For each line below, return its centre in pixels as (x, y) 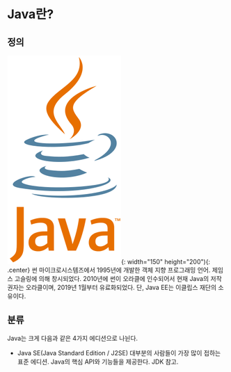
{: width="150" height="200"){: (166, 262)
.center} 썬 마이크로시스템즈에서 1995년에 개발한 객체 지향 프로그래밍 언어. (109, 270)
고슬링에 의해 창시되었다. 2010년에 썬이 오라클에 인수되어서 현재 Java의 (112, 278)
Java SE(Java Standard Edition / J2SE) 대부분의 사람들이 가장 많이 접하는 (119, 353)
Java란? (31, 14)
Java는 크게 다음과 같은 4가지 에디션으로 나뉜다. (72, 338)
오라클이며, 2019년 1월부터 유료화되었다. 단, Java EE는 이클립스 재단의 (121, 287)
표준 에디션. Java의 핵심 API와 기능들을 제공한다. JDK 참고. (98, 362)
